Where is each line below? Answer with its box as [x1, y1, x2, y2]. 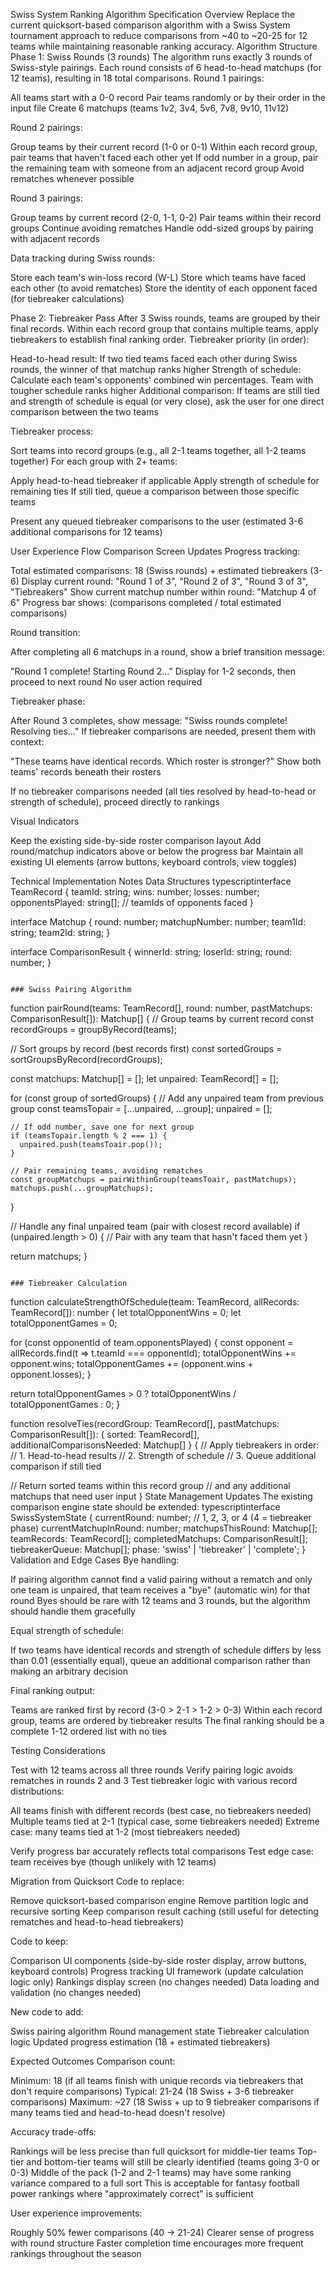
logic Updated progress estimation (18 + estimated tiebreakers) [10, 2036, 271, 2048]
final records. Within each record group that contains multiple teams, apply [10, 323, 319, 334]
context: [10, 736, 45, 748]
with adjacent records [10, 233, 100, 244]
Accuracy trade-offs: [10, 2126, 97, 2138]
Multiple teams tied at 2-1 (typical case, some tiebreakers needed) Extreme [10, 1815, 320, 1827]
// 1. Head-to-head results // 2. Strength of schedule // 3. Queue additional [10, 1450, 317, 1461]
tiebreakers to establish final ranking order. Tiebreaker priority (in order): [10, 334, 310, 345]
